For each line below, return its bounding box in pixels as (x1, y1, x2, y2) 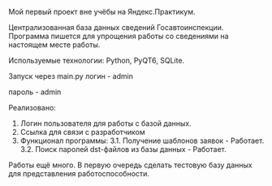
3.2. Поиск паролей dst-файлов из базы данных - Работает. (19, 145, 227, 154)
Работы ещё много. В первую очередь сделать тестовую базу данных (8, 160, 253, 170)
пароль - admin (8, 87, 62, 97)
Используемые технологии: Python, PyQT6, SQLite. (8, 56, 185, 65)
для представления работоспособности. (8, 169, 150, 178)
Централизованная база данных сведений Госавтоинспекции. (8, 23, 224, 32)
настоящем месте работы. (8, 40, 101, 50)
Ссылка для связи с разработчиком (19, 128, 145, 136)
